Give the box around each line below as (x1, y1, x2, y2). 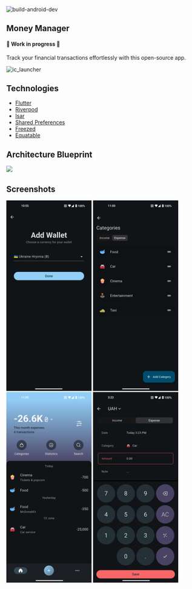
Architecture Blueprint (6, 149, 93, 159)
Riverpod (15, 106, 38, 113)
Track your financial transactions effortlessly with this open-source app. (6, 54, 187, 61)
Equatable (15, 131, 41, 139)
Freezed (15, 125, 36, 133)
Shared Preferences (15, 119, 65, 126)
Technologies (6, 83, 59, 94)
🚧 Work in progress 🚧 (6, 40, 61, 47)
